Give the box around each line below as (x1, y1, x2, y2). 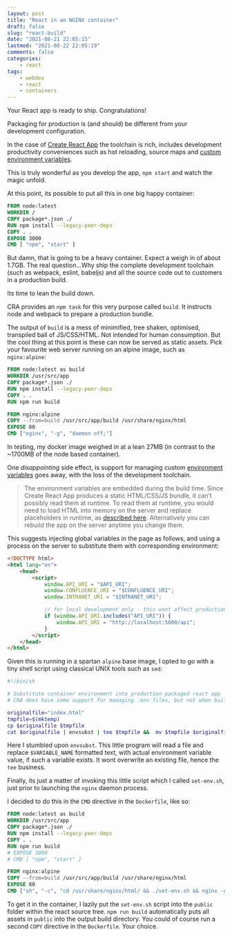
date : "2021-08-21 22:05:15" (7, 36, 91, 43)
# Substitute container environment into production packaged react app (7, 690, 221, 697)
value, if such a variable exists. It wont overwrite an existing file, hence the (7, 755, 220, 764)
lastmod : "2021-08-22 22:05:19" (7, 42, 100, 49)
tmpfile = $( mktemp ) (7, 715, 60, 723)
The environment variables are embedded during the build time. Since (23, 484, 224, 492)
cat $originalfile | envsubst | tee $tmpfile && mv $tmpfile (7, 728, 190, 735)
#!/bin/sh (7, 678, 36, 685)
